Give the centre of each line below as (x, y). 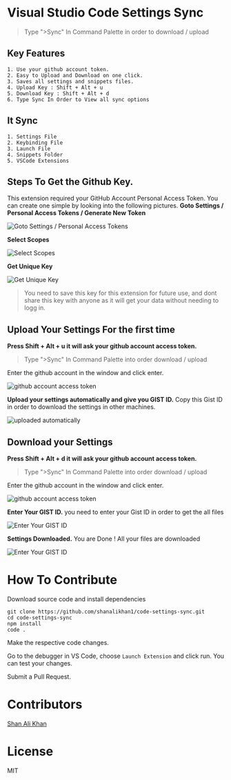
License (30, 751)
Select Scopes (28, 240)
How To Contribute (62, 580)
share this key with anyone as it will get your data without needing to (121, 301)
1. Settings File (32, 137)
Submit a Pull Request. (39, 677)
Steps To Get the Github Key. (70, 182)
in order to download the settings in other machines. (81, 407)
